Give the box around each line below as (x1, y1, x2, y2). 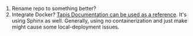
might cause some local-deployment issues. (11, 23, 120, 30)
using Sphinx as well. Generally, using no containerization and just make (11, 17, 188, 24)
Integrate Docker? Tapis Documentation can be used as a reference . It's (11, 11, 187, 18)
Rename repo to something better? (11, 5, 96, 12)
